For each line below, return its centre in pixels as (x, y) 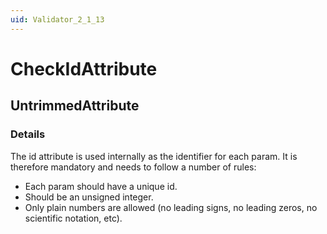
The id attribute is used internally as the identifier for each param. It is (154, 156)
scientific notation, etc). (73, 218)
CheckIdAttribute (84, 68)
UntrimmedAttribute (75, 106)
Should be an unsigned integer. (89, 197)
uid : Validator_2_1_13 (57, 19)
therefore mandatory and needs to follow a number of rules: (133, 167)
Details (28, 134)
